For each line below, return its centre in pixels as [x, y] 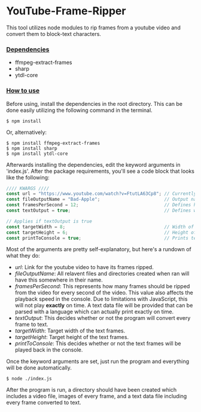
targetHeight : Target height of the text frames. [72, 337]
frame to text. [32, 325]
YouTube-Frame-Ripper [66, 11]
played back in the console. [49, 350]
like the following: [28, 177]
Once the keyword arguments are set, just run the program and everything [98, 361]
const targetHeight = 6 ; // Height [97, 232]
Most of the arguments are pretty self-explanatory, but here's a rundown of [99, 249]
